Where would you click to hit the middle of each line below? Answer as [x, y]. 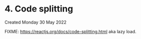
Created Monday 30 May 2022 [35, 22]
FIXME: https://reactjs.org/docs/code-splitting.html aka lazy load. [70, 31]
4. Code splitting [39, 9]
